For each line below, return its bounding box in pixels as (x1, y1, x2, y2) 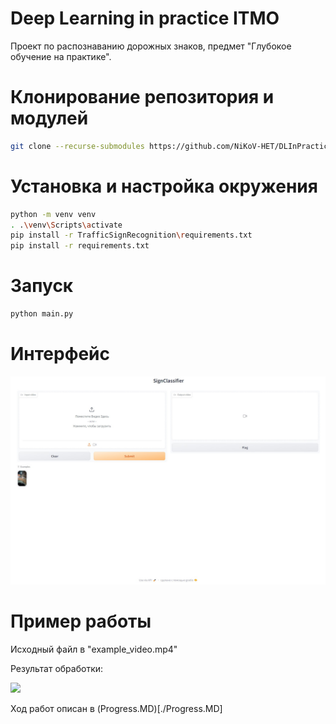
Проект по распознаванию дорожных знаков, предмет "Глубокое (10, 40, 292, 52)
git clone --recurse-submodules (10, 141, 145, 151)
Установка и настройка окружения (10, 175, 318, 197)
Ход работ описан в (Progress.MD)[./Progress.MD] (10, 702, 223, 714)
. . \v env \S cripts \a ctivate (10, 220, 123, 230)
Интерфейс (10, 343, 111, 366)
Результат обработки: (10, 662, 104, 674)
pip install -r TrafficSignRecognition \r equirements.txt (10, 230, 253, 241)
